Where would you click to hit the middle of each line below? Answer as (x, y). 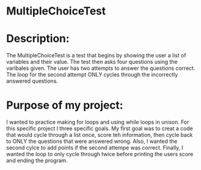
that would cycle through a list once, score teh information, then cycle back (100, 135)
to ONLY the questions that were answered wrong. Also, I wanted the (92, 141)
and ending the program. (37, 160)
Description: (38, 39)
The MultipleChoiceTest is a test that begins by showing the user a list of (96, 55)
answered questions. (32, 81)
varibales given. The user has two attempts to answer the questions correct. (101, 68)
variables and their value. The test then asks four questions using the (92, 62)
